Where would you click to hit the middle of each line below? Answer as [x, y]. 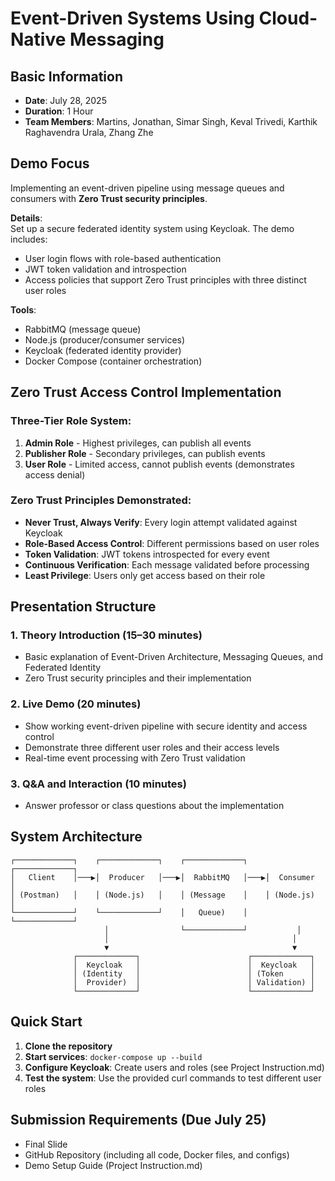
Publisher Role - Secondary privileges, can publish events [145, 453]
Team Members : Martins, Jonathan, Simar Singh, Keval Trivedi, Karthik [171, 121]
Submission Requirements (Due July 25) [138, 1120]
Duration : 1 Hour [59, 111]
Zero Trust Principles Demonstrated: [101, 500]
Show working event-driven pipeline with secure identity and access [166, 726]
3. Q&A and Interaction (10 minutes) [98, 784]
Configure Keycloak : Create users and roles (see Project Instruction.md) [174, 1067]
